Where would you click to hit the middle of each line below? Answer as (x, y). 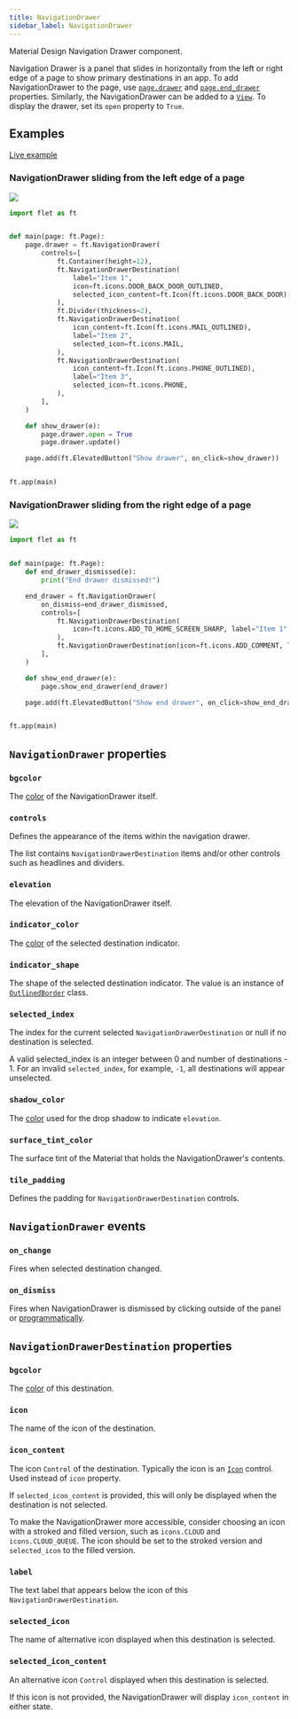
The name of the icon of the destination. (82, 1428)
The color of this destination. (62, 1388)
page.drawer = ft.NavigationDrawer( (93, 245)
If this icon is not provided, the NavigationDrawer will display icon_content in (149, 1697)
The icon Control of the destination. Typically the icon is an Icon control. (141, 1468)
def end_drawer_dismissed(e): (81, 572)
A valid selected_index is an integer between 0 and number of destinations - (149, 1059)
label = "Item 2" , (102, 335)
